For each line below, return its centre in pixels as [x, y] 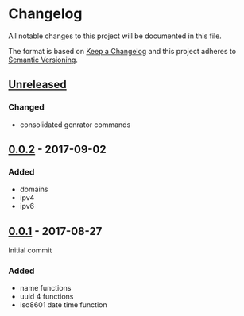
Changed [27, 107]
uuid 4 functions [46, 297]
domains [34, 189]
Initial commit [30, 250]
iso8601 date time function [63, 305]
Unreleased [38, 85]
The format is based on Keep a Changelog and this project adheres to [122, 51]
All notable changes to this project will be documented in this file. [115, 36]
